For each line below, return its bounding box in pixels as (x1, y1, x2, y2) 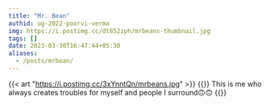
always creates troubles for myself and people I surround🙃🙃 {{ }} (8, 87, 227, 97)
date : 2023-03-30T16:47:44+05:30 (8, 42, 121, 50)
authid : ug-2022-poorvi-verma (8, 19, 110, 27)
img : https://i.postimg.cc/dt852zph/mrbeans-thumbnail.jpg (8, 27, 211, 35)
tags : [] (8, 34, 38, 43)
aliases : (8, 49, 38, 57)
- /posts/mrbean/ (15, 57, 74, 65)
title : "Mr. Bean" (8, 11, 70, 20)
